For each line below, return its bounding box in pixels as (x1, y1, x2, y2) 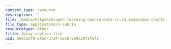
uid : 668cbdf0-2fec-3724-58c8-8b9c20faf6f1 (5, 36, 99, 41)
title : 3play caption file (5, 31, 63, 36)
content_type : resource (5, 7, 56, 13)
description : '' (5, 12, 40, 17)
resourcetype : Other (5, 27, 49, 32)
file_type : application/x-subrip (5, 21, 76, 27)
